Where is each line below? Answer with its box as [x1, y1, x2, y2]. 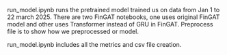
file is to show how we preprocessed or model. [7, 27, 139, 35]
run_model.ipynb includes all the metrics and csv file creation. [7, 41, 182, 48]
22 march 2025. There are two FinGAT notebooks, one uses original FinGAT [7, 13, 220, 21]
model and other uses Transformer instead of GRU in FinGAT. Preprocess [7, 20, 213, 28]
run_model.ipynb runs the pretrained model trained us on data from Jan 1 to [7, 6, 220, 14]
